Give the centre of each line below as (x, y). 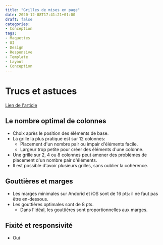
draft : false (19, 19)
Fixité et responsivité (39, 226)
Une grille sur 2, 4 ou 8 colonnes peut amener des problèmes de (80, 155)
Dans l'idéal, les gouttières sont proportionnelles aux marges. (84, 210)
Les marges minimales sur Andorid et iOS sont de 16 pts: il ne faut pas (85, 193)
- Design (14, 47)
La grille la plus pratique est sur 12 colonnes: (59, 138)
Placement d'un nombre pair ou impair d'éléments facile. (79, 144)
